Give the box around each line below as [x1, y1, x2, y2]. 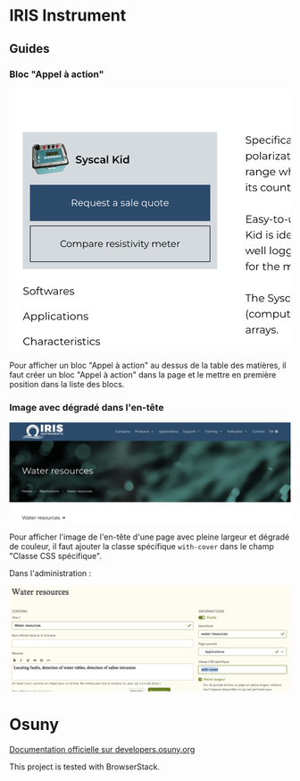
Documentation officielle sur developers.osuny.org [9, 743, 196, 754]
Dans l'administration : [9, 567, 92, 578]
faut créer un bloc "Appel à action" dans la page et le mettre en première [9, 369, 277, 380]
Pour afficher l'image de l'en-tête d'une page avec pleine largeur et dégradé [9, 531, 290, 542]
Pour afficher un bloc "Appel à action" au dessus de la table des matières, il [9, 360, 287, 371]
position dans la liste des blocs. [9, 379, 125, 390]
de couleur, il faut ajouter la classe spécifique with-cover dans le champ [9, 540, 275, 551]
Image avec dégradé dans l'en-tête [9, 402, 164, 414]
